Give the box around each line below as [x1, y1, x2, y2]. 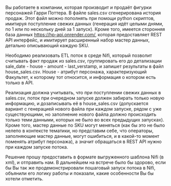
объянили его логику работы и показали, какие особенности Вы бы [5, 170, 154, 176]
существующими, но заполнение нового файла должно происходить [5, 111, 157, 117]
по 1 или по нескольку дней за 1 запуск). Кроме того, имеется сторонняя [5, 26, 165, 32]
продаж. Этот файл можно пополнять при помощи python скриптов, [5, 15, 155, 21]
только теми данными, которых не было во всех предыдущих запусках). [5, 117, 164, 122]
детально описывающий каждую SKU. [5, 43, 90, 48]
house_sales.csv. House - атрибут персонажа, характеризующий [5, 69, 147, 75]
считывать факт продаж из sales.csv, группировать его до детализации [5, 58, 162, 64]
